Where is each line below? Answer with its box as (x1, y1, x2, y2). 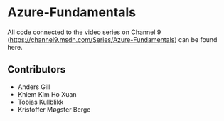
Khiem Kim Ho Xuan (17, 90, 77, 98)
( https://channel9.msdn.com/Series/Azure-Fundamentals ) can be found (7, 35, 218, 43)
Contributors (7, 63, 66, 75)
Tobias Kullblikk (17, 98, 64, 106)
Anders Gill (17, 83, 50, 91)
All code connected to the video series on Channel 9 (7, 28, 161, 36)
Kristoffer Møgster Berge (17, 105, 91, 114)
